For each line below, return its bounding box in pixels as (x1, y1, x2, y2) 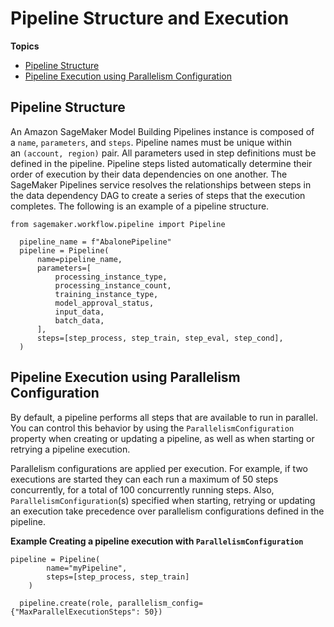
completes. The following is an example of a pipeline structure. (10, 200, 270, 212)
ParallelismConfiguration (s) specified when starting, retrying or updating (10, 494, 316, 506)
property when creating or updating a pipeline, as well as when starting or (10, 432, 315, 444)
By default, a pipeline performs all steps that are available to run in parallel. (10, 411, 319, 423)
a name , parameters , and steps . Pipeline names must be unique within (10, 136, 292, 148)
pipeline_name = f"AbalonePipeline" (19, 237, 172, 247)
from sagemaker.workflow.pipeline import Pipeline (10, 219, 226, 229)
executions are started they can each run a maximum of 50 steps (10, 473, 279, 485)
